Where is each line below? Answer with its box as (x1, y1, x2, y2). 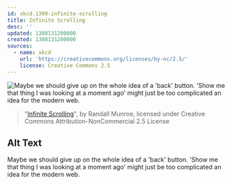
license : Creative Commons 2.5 (20, 62, 111, 69)
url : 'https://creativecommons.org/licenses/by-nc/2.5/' (20, 56, 189, 63)
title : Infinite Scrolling (7, 17, 86, 24)
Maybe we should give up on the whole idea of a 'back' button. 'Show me (7, 155, 218, 164)
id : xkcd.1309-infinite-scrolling (7, 10, 108, 17)
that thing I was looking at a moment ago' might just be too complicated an (7, 163, 222, 171)
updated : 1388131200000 (7, 29, 77, 37)
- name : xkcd (13, 49, 52, 56)
